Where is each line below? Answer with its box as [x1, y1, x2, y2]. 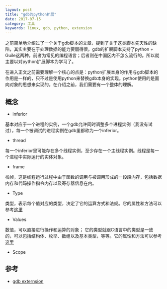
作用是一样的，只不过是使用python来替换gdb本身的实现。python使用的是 [5, 75, 155, 81]
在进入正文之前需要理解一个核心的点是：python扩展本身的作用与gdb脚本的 [5, 69, 158, 75]
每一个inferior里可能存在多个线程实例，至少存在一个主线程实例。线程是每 [5, 147, 155, 153]
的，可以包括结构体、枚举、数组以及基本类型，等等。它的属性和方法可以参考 [5, 233, 162, 239]
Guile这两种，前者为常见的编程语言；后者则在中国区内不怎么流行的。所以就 [5, 53, 160, 59]
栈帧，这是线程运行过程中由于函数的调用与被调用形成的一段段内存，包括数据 [5, 174, 162, 180]
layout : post [5, 7, 32, 12]
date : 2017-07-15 [5, 16, 41, 21]
